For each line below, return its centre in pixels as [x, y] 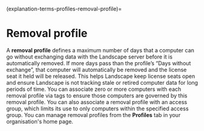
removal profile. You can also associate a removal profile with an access [97, 102]
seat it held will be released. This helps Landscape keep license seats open [101, 76]
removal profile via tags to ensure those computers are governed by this [97, 95]
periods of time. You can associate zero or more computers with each [94, 89]
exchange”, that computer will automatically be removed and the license [97, 69]
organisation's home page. [40, 121]
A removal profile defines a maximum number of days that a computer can [100, 50]
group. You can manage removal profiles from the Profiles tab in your [93, 115]
